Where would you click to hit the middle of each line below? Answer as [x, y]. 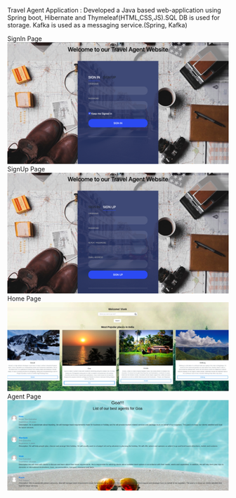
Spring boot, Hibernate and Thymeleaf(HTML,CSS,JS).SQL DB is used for [113, 18]
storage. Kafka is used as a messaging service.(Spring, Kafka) [97, 25]
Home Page [24, 299]
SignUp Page [26, 169]
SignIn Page [25, 39]
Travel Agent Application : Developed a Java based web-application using [114, 10]
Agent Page [24, 397]
